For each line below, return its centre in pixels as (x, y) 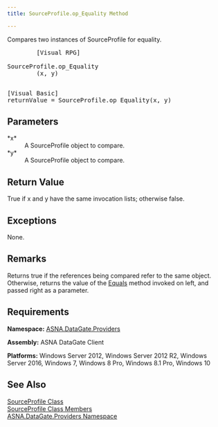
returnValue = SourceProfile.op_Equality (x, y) (89, 100)
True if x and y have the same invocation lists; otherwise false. (96, 199)
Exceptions (32, 220)
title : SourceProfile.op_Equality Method (68, 13)
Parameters (33, 122)
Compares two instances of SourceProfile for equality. (84, 39)
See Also (27, 385)
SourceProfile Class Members (49, 408)
